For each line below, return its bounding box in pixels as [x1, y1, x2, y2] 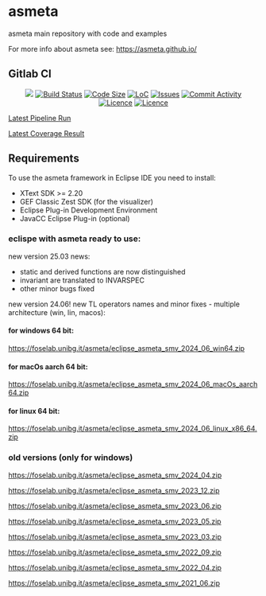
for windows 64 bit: [8, 325, 74, 336]
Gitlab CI [8, 67, 52, 81]
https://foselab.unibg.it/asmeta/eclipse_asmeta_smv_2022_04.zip [8, 563, 222, 572]
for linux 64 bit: [8, 406, 60, 415]
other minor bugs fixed [19, 283, 95, 293]
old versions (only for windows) [8, 452, 133, 463]
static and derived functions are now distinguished [19, 267, 186, 276]
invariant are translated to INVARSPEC [19, 275, 145, 285]
